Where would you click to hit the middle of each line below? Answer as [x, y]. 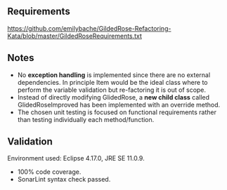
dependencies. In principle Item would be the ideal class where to [112, 82]
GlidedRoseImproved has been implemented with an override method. [119, 104]
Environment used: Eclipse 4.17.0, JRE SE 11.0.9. [76, 158]
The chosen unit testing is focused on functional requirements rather [117, 112]
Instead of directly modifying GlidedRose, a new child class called [113, 97]
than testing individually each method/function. [86, 119]
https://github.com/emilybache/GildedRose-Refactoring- [89, 28]
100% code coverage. [49, 172]
